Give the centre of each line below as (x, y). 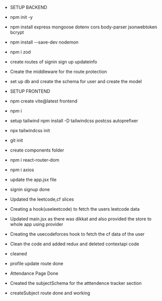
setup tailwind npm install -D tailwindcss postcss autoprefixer (74, 121)
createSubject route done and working (50, 293)
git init (16, 140)
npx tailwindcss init (30, 130)
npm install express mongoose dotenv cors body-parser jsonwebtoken (84, 27)
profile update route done (37, 264)
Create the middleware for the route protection (59, 71)
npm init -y (21, 17)
